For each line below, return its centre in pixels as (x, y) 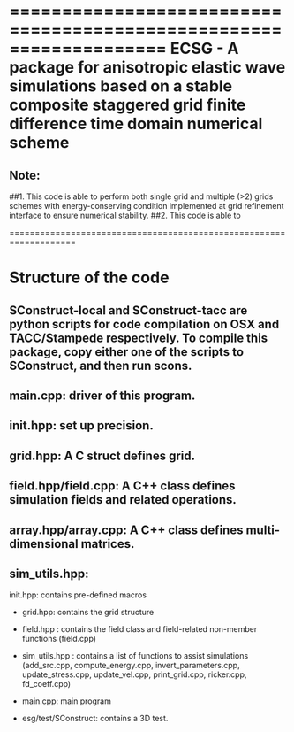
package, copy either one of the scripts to (127, 352)
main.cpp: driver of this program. (102, 395)
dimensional (44, 544)
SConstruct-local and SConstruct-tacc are (128, 310)
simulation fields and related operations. (123, 500)
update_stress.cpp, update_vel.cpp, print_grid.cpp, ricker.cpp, (134, 674)
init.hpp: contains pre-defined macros (78, 595)
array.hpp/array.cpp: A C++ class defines (126, 530)
